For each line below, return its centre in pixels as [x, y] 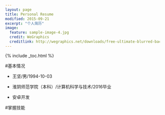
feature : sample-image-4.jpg [39, 32]
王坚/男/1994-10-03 [32, 76]
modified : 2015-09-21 [27, 19]
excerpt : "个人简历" [25, 23]
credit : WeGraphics [29, 37]
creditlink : [22, 42]
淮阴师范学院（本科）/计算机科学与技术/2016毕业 [62, 86]
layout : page [18, 10]
